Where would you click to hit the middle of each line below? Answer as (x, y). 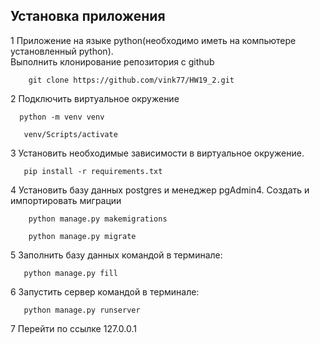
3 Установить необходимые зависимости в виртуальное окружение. (157, 153)
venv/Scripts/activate (70, 134)
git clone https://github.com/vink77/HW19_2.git (131, 80)
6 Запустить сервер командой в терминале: (105, 291)
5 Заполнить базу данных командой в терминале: (116, 255)
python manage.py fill (70, 273)
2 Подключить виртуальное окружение (95, 98)
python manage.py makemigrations (98, 219)
